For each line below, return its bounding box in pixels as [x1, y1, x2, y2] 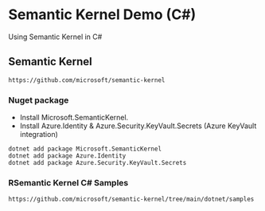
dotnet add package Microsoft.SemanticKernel [8, 145, 162, 153]
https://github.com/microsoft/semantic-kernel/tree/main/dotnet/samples [8, 195, 255, 204]
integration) [19, 130, 58, 139]
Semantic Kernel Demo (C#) [8, 6, 197, 24]
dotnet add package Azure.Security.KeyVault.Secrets [8, 159, 187, 167]
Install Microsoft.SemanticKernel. [19, 113, 129, 123]
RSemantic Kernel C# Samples [8, 177, 129, 188]
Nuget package [8, 94, 69, 105]
